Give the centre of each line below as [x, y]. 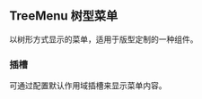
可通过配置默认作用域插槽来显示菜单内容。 [88, 86]
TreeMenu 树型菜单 [64, 16]
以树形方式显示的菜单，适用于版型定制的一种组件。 [104, 39]
